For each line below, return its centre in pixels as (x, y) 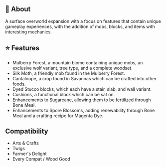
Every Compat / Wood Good (41, 159)
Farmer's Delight (29, 154)
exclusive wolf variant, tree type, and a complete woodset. (73, 68)
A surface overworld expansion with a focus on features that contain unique (83, 21)
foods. (19, 84)
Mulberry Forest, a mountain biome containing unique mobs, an (78, 62)
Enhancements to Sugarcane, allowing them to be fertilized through (82, 100)
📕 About (18, 9)
